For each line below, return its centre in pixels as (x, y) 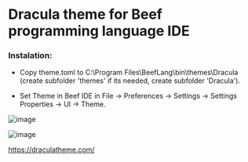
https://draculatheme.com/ (51, 149)
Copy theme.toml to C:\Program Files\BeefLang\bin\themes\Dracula (129, 73)
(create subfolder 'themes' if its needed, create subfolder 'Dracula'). (130, 81)
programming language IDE (99, 31)
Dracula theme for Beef (85, 14)
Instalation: (30, 56)
